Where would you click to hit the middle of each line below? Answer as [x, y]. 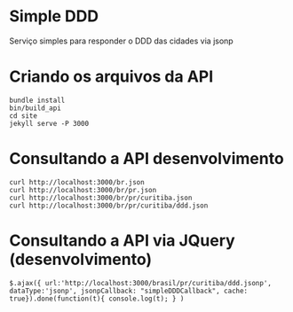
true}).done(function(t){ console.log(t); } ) [97, 299]
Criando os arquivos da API [111, 77]
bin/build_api [36, 108]
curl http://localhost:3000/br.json [77, 182]
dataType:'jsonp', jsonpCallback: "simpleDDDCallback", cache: [129, 291]
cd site [24, 116]
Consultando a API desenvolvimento [146, 159]
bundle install [37, 100]
